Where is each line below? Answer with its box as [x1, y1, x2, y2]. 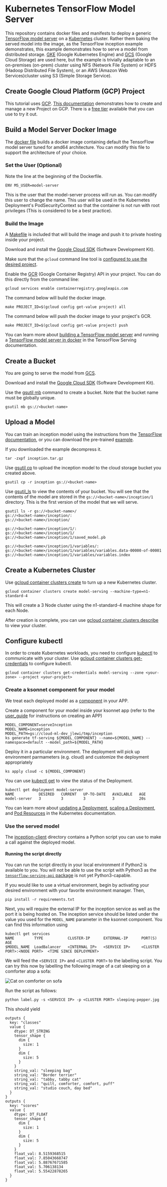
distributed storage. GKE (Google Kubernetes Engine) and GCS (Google [5, 51, 152, 57]
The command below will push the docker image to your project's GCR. [5, 313, 152, 319]
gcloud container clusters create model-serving [5, 589, 108, 594]
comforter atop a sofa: [5, 968, 51, 975]
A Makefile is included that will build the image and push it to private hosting [5, 231, 162, 237]
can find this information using [5, 922, 68, 928]
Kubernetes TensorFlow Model [5, 3, 136, 14]
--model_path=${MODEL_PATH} [45, 740, 104, 745]
